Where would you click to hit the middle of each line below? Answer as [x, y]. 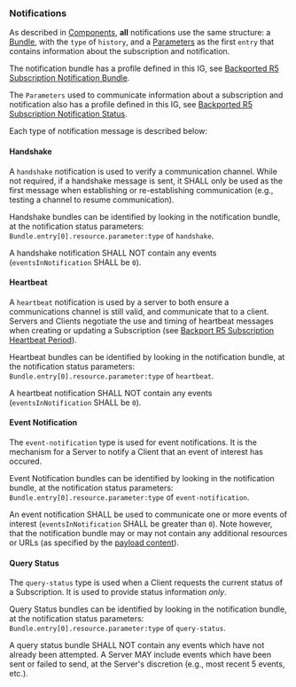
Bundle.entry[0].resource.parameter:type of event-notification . [129, 497]
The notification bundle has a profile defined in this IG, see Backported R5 [144, 68]
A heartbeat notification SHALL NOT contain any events [111, 393]
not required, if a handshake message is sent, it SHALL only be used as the [146, 181]
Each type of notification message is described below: [109, 131]
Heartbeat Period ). [43, 340]
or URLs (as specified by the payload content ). [94, 543]
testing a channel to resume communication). [92, 199]
